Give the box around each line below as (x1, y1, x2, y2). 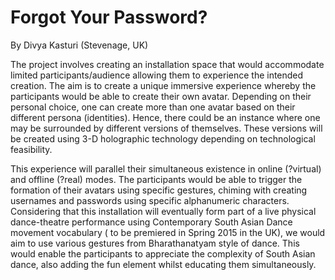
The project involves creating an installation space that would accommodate (10, 58, 325, 70)
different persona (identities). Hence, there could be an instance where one (10, 111, 321, 123)
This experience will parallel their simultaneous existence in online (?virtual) (10, 162, 322, 175)
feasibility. (10, 143, 53, 155)
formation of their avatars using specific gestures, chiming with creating (10, 184, 308, 196)
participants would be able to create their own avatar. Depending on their (10, 90, 312, 102)
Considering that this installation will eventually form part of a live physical (10, 205, 317, 217)
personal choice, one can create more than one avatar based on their (10, 101, 296, 113)
